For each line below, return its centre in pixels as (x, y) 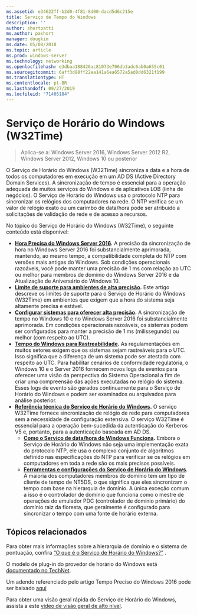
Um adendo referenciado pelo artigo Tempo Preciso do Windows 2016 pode (98, 582)
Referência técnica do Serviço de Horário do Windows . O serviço (96, 406)
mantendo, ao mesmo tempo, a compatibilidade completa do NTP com (101, 255)
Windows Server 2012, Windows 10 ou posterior (79, 158)
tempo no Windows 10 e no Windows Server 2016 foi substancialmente (101, 318)
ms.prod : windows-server (37, 56)
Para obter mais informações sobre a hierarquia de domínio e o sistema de (97, 546)
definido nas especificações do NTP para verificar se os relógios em (107, 457)
